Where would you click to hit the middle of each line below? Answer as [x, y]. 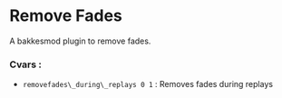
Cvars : [26, 64]
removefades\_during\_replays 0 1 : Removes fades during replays [148, 84]
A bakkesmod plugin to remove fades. [80, 41]
